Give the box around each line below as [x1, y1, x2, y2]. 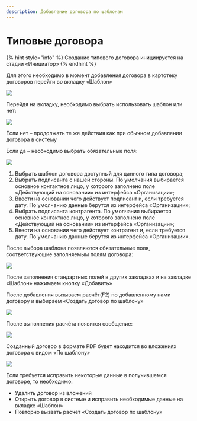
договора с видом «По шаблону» [6, 349, 91, 356]
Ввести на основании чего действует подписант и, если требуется [14, 195, 185, 202]
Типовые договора [6, 34, 104, 47]
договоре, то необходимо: [6, 378, 73, 385]
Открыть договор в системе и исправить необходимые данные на [14, 396, 183, 403]
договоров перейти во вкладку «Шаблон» [6, 78, 112, 85]
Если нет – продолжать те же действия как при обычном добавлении [6, 129, 182, 136]
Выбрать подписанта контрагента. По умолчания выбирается [14, 208, 172, 215]
